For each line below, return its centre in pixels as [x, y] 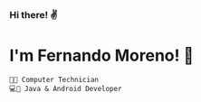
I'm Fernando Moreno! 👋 [102, 56]
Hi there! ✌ [33, 14]
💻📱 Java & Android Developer [66, 88]
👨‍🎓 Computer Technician [54, 79]
